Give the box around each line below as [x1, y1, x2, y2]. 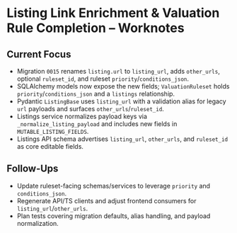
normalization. [16, 219, 59, 227]
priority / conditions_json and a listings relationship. [16, 90, 175, 98]
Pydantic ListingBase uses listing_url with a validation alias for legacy [16, 97, 227, 106]
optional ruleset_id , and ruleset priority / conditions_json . [16, 74, 189, 83]
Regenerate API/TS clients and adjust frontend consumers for [16, 196, 197, 205]
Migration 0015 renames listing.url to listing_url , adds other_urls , [16, 67, 220, 75]
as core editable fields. [16, 142, 84, 150]
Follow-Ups [6, 163, 59, 175]
